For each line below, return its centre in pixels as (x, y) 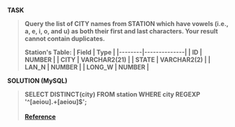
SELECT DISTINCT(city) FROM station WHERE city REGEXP (112, 94)
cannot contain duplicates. (65, 39)
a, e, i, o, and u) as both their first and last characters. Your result (121, 31)
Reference (40, 116)
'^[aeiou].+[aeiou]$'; (56, 102)
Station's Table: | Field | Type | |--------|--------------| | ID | (113, 52)
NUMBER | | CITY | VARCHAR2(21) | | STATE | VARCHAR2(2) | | (118, 60)
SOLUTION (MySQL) (38, 81)
